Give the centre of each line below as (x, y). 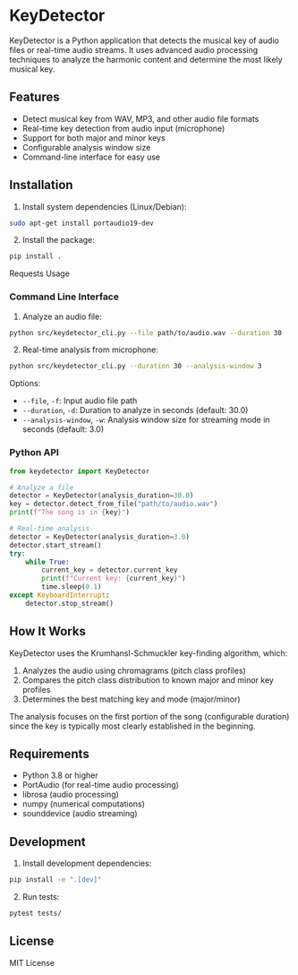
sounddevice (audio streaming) (80, 814)
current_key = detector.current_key (110, 570)
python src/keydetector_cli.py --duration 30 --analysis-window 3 (136, 367)
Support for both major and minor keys (94, 138)
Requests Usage (39, 273)
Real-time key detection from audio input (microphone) (123, 128)
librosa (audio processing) (70, 795)
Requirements (49, 754)
